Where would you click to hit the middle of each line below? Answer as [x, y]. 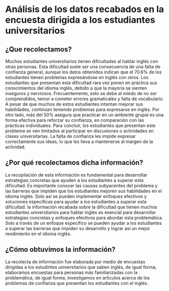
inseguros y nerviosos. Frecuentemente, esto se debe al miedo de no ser [81, 93]
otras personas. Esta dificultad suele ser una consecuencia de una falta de [83, 67]
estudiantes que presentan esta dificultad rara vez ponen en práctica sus [81, 83]
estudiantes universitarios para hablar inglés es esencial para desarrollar [81, 212]
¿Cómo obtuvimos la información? [61, 249]
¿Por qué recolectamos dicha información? [74, 163]
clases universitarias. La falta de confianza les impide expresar [71, 136]
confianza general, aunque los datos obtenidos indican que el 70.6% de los [83, 72]
